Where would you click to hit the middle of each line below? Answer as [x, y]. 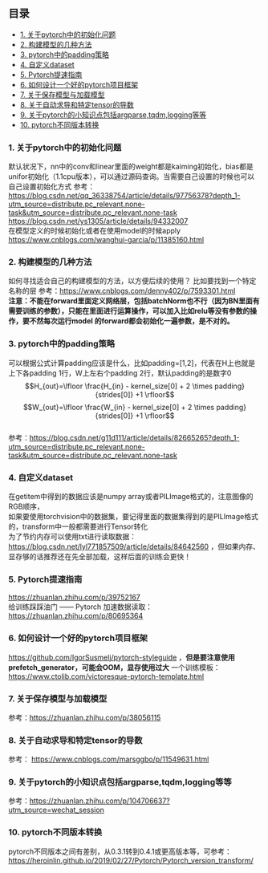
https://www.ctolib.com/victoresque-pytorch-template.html [106, 676]
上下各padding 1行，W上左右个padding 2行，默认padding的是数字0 [120, 373]
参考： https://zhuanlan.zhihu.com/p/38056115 [85, 717]
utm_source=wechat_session [56, 810]
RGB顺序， [26, 506]
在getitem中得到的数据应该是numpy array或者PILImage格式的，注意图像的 [131, 496]
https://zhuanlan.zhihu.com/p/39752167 [74, 597]
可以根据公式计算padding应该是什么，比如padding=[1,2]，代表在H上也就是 [132, 363]
